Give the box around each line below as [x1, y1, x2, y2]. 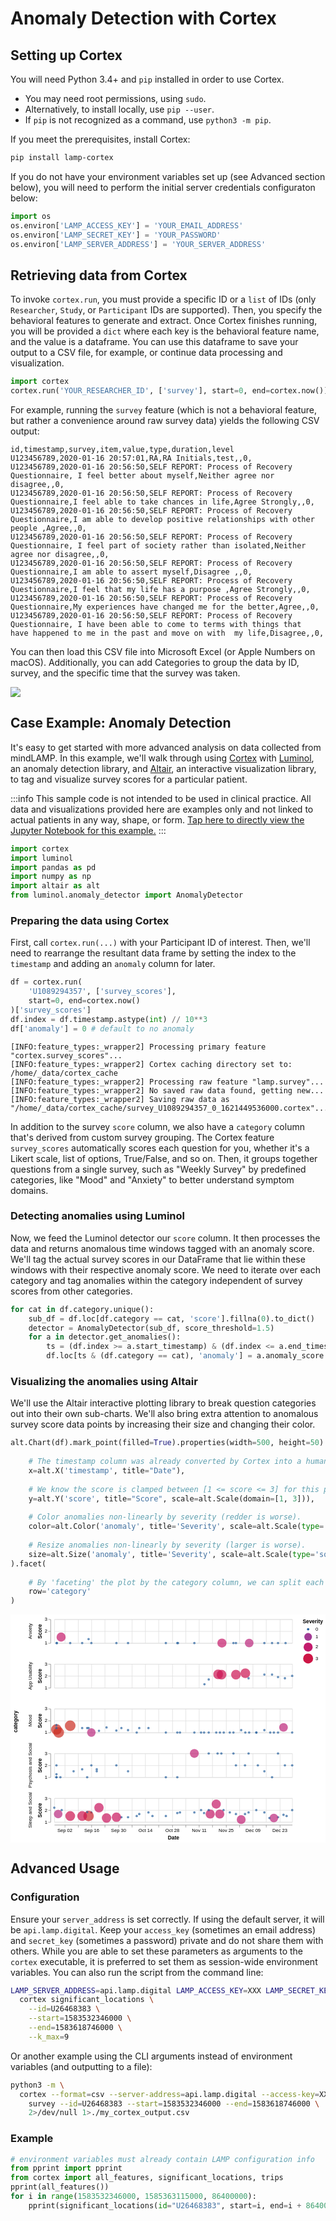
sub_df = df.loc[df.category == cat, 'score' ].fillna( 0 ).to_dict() [28, 1313, 315, 1324]
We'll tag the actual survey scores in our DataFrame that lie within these [10, 1253, 306, 1265]
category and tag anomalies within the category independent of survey [10, 1274, 303, 1286]
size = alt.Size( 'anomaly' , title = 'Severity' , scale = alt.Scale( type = [28, 1549, 315, 1559]
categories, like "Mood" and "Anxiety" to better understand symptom [10, 1173, 295, 1186]
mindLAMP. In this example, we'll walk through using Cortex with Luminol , [10, 752, 315, 764]
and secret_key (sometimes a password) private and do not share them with [10, 1934, 324, 1946]
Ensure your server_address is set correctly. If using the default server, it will [10, 1913, 325, 1925]
